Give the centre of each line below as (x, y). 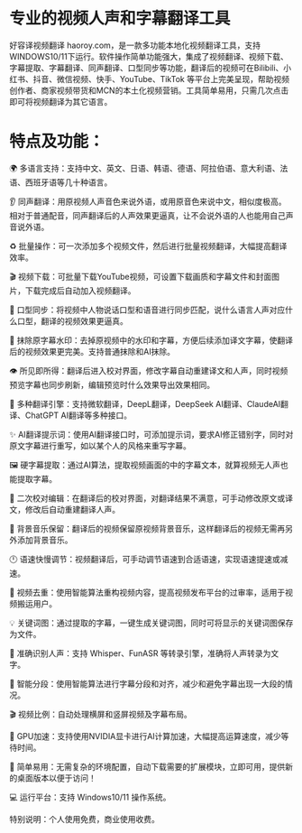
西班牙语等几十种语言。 (69, 182)
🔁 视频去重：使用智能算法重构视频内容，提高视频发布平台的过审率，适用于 (147, 592)
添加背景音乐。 (45, 540)
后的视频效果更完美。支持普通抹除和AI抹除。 (92, 351)
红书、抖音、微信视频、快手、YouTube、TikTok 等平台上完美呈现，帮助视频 (150, 79)
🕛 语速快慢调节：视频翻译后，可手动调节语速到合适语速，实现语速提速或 (145, 559)
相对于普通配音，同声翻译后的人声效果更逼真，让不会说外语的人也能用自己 (147, 215)
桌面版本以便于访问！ (56, 778)
